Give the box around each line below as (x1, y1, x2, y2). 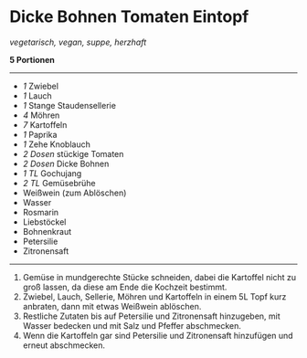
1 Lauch (22, 89, 52, 101)
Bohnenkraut (22, 226, 72, 237)
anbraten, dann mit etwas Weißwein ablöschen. (22, 300, 202, 311)
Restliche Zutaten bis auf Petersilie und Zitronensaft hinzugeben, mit (22, 311, 281, 321)
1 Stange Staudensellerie (22, 100, 117, 111)
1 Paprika (22, 129, 58, 140)
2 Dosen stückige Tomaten (22, 148, 124, 159)
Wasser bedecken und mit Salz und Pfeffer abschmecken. (22, 320, 242, 331)
